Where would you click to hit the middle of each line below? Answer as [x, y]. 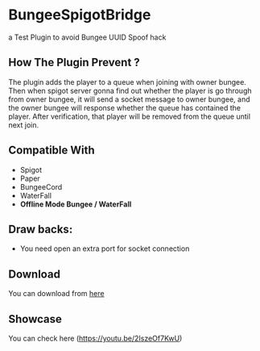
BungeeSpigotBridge [80, 15]
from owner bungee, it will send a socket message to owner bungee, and [129, 99]
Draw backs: [41, 229]
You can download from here [56, 294]
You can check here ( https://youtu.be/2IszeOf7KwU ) [95, 338]
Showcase [35, 319]
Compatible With [52, 150]
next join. [24, 125]
